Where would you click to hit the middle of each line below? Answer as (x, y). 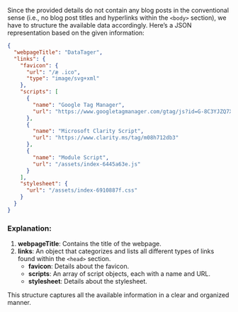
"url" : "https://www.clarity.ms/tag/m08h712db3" (106, 138)
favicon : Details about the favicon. (79, 266)
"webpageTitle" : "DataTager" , (58, 52)
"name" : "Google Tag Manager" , (79, 105)
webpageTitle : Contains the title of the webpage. (89, 244)
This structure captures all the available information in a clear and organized (118, 295)
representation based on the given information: (76, 33)
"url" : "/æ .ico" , (53, 72)
